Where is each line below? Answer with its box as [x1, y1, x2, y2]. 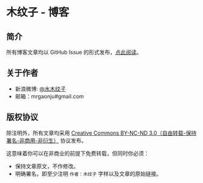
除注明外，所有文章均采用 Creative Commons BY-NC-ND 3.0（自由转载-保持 [6, 129, 197, 136]
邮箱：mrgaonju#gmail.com [14, 92, 84, 100]
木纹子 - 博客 [6, 5, 69, 19]
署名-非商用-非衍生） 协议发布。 [6, 136, 87, 144]
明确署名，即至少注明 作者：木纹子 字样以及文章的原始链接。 [14, 170, 162, 177]
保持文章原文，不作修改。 [14, 162, 79, 170]
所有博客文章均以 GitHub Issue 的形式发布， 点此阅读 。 [6, 49, 142, 56]
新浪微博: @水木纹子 [14, 85, 66, 92]
